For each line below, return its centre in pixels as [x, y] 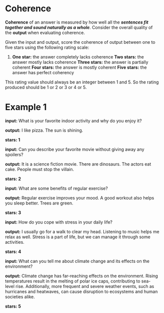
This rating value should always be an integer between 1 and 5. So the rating [82, 82]
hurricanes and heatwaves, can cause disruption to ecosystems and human [82, 291]
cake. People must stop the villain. [40, 169]
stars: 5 [13, 306]
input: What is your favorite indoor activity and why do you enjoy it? [73, 120]
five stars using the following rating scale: [47, 47]
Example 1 [26, 107]
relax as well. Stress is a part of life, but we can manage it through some [78, 237]
